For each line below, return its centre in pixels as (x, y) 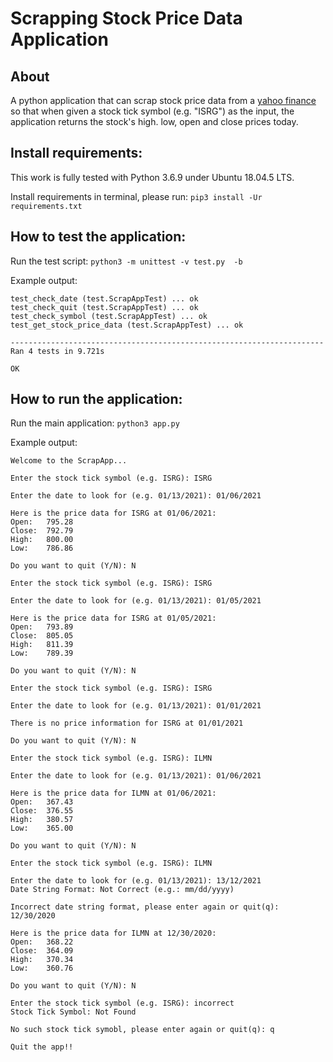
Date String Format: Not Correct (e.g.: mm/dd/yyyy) (122, 890)
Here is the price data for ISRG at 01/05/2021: (113, 618)
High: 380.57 (42, 820)
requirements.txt (46, 206)
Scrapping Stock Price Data (126, 18)
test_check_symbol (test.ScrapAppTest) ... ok (109, 316)
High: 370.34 (42, 960)
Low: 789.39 (42, 653)
